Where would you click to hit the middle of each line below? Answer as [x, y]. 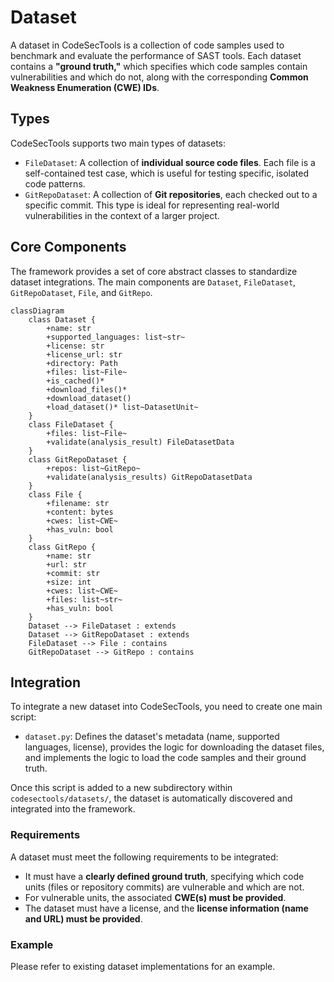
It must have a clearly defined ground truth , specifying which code [164, 876]
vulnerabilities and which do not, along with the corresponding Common [159, 77]
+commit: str [73, 573]
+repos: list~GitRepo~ [93, 468]
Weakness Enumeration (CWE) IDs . [85, 87]
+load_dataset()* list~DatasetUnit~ [122, 407]
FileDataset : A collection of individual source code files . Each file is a [170, 162]
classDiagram [37, 311]
